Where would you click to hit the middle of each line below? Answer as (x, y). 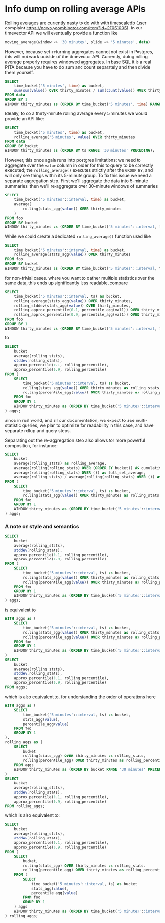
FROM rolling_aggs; (25, 806)
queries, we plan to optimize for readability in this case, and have (88, 425)
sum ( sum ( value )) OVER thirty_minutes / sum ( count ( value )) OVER (80, 90)
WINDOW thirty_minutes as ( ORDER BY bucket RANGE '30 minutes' (80, 770)
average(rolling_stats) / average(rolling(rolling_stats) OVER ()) (84, 477)
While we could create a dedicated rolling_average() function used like (78, 236)
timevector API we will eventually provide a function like (61, 33)
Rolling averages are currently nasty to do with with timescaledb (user (76, 23)
